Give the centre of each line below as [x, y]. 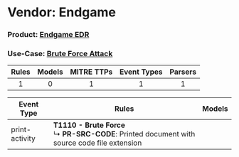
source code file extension [97, 143]
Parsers [183, 72]
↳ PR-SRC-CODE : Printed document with [124, 134]
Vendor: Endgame [62, 12]
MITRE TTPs [91, 72]
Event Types [141, 72]
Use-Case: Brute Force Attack [60, 54]
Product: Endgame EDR [48, 35]
